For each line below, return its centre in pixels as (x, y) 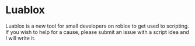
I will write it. (21, 38)
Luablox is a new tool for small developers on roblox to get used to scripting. (97, 26)
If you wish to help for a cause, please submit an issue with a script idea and (97, 32)
